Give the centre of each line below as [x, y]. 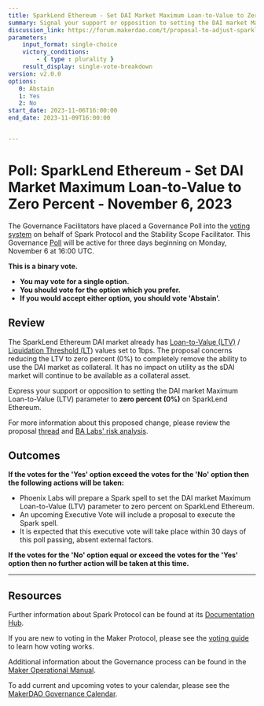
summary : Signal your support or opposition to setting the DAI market [128, 23]
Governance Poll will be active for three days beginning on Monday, [117, 242]
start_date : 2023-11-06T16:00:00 [63, 111]
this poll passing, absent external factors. [86, 540]
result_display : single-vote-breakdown [88, 67]
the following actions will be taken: [66, 483]
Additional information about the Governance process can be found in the [127, 662]
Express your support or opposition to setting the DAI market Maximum [123, 390]
